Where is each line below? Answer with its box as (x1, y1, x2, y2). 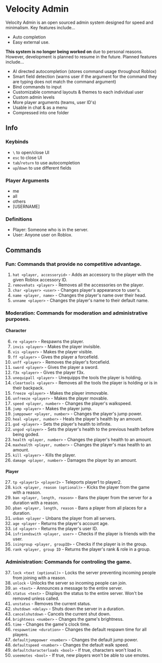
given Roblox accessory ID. (12, 277, 68, 282)
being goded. (12, 432, 40, 437)
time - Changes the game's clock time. (12, 621, 90, 627)
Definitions (5, 215, 33, 222)
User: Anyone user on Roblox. (12, 232, 72, 238)
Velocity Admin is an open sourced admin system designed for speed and (5, 19, 154, 25)
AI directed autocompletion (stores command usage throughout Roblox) (12, 68, 157, 74)
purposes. (5, 315, 31, 322)
